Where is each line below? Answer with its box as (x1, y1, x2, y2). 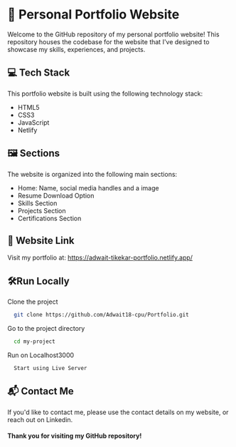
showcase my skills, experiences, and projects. (7, 45, 146, 53)
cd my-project (14, 338, 55, 345)
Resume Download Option (17, 191, 95, 200)
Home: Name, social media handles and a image (17, 183, 159, 192)
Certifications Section (17, 214, 82, 222)
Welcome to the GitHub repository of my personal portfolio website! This (7, 30, 220, 38)
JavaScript (17, 118, 50, 127)
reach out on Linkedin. (7, 415, 73, 423)
